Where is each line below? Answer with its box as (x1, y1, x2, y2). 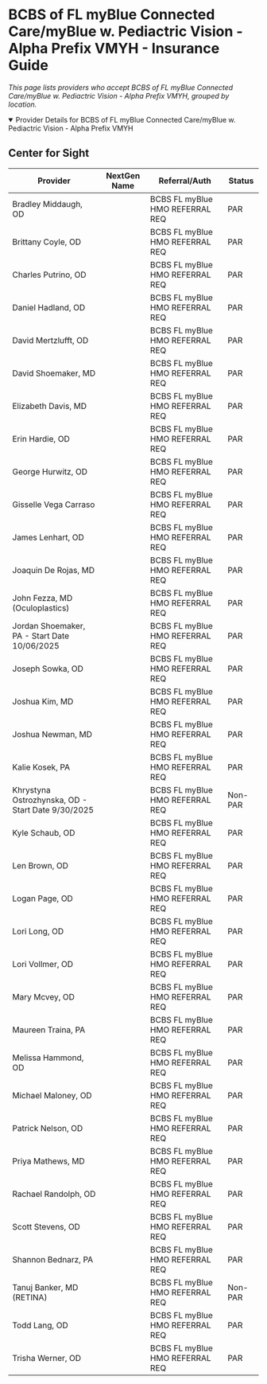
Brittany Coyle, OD (12, 236, 82, 248)
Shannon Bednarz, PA (12, 1253, 94, 1265)
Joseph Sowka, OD (12, 663, 83, 674)
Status (228, 175, 254, 186)
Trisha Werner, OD (12, 1352, 82, 1363)
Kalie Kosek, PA (12, 762, 71, 773)
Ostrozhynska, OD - (12, 794, 87, 805)
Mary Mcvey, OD (12, 991, 75, 1002)
